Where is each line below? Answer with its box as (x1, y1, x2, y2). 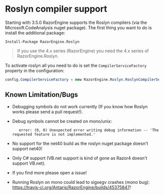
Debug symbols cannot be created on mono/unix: (12, 118, 112, 124)
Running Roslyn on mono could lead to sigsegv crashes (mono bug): (12, 179, 150, 185)
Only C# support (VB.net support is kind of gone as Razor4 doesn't (12, 155, 147, 161)
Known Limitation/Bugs (5, 91, 78, 99)
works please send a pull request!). (12, 109, 83, 115)
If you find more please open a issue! (12, 170, 87, 175)
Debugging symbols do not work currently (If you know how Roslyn (12, 103, 148, 109)
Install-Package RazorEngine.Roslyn (5, 39, 80, 44)
